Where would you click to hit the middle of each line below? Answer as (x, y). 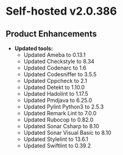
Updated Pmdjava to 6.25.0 (58, 100)
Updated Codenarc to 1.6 (55, 68)
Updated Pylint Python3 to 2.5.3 (64, 107)
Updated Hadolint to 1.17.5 (56, 94)
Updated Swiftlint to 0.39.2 (57, 146)
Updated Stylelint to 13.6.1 (56, 139)
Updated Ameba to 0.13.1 (54, 55)
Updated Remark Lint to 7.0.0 (60, 113)
